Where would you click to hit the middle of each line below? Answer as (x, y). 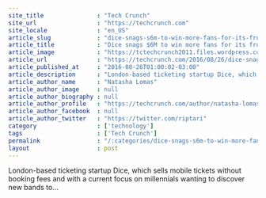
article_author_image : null (63, 89)
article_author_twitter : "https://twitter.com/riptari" (108, 119)
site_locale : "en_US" (68, 30)
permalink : (55, 141)
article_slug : (55, 38)
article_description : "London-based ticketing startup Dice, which (133, 74)
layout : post (63, 148)
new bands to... (34, 188)
